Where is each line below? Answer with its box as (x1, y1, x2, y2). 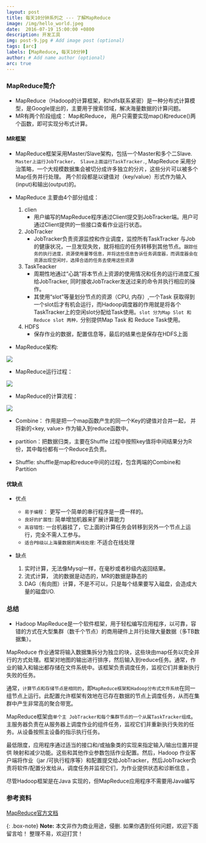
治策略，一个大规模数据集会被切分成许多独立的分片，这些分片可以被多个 (15, 165, 198, 173)
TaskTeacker (24, 263, 57, 270)
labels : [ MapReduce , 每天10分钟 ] (6, 49, 88, 55)
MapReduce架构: (15, 343, 58, 351)
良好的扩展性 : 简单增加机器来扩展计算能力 (24, 516, 125, 523)
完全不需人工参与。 (35, 531, 84, 538)
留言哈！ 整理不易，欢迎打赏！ (6, 829, 83, 837)
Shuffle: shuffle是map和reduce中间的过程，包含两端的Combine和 (15, 459, 181, 465)
